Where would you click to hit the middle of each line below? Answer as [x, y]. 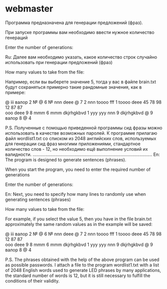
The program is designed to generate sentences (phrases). [66, 160]
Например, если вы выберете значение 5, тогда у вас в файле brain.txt [81, 82]
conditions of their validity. [32, 280]
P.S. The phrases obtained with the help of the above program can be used [82, 259]
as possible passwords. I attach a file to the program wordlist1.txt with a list [82, 265]
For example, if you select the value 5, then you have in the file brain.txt [79, 219]
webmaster [29, 9]
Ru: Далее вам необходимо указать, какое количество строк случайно [81, 57]
